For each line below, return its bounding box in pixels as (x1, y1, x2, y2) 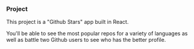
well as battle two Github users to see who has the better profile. (6, 36, 166, 44)
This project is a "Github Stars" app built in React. (6, 19, 129, 26)
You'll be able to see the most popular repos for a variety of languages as (6, 30, 188, 37)
